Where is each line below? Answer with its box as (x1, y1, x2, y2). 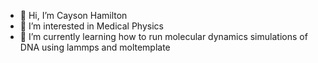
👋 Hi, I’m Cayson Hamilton (19, 10, 128, 21)
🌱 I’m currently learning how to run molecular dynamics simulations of (19, 31, 308, 42)
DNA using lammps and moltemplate (19, 41, 171, 53)
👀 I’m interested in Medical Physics (19, 20, 164, 32)
